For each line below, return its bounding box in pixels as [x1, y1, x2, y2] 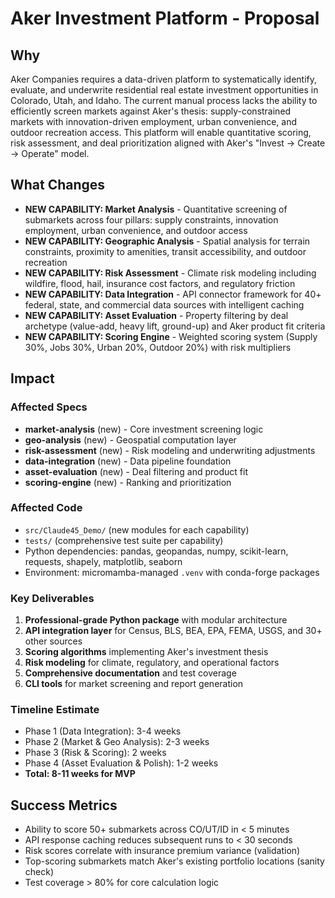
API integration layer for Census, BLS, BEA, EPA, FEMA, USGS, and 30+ [24, 625, 323, 637]
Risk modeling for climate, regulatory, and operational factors [24, 657, 280, 669]
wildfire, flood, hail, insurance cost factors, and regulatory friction [24, 277, 296, 289]
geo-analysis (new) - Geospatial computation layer [24, 433, 237, 446]
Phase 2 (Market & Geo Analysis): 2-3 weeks [24, 736, 210, 748]
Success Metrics [10, 797, 118, 814]
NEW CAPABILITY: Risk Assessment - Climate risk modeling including [24, 267, 317, 279]
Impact [10, 370, 55, 387]
